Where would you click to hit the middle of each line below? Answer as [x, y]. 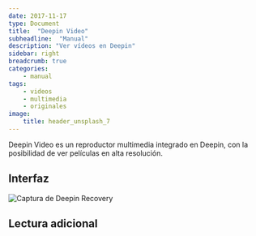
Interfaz [29, 179]
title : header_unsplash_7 [67, 122]
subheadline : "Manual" [49, 39]
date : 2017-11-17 [38, 16]
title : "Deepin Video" [49, 31]
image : [19, 114]
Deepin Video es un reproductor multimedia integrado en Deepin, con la [128, 144]
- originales [45, 106]
